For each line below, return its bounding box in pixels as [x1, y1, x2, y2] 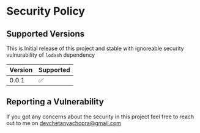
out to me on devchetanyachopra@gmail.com [6, 119, 121, 126]
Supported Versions [6, 29, 84, 39]
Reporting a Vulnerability [6, 96, 104, 107]
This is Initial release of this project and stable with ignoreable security [6, 45, 185, 52]
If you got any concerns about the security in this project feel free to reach [6, 113, 194, 120]
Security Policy [6, 4, 86, 18]
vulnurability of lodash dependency [6, 51, 95, 59]
